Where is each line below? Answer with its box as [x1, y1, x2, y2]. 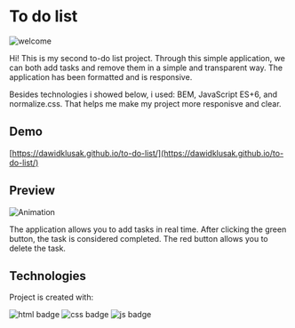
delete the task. [9, 243, 67, 253]
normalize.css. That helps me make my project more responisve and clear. [9, 98, 282, 108]
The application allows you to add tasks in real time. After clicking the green [9, 224, 287, 235]
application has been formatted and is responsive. [9, 71, 193, 82]
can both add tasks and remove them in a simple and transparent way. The [9, 62, 283, 73]
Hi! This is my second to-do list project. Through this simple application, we [9, 52, 286, 63]
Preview [9, 183, 56, 198]
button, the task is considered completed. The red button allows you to [9, 233, 268, 244]
